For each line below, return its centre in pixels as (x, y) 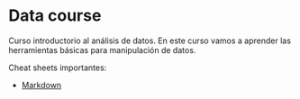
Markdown (41, 85)
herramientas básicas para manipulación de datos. (102, 49)
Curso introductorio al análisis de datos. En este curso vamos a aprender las (150, 40)
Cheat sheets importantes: (58, 67)
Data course (55, 16)
